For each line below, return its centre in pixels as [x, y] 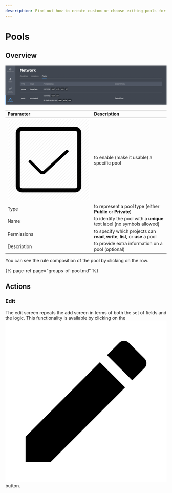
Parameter [19, 114]
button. [13, 486]
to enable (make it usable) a [123, 157]
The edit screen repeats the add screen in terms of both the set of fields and [86, 312]
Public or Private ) [113, 211]
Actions [18, 287]
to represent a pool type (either [127, 206]
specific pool [107, 163]
